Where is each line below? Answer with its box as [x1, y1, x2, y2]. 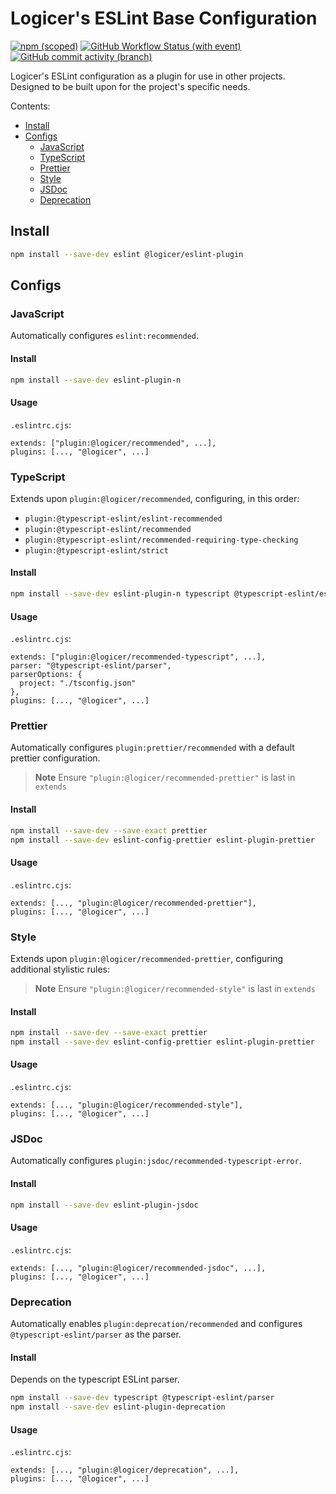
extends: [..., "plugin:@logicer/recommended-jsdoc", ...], [10, 1263, 267, 1273]
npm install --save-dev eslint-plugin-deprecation [10, 1402, 226, 1412]
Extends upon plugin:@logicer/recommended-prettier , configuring [10, 952, 284, 964]
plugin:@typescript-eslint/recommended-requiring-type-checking [24, 535, 299, 545]
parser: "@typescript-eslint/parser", [10, 661, 172, 671]
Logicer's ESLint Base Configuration [10, 7, 318, 30]
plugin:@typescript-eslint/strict [24, 545, 169, 556]
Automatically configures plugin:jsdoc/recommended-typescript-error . [10, 1155, 302, 1167]
